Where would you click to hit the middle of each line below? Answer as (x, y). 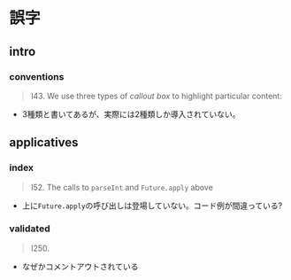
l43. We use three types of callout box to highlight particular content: (157, 96)
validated (30, 229)
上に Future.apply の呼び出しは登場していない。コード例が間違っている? (152, 206)
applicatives (44, 143)
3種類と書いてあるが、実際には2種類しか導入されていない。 (131, 114)
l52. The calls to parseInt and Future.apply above (122, 187)
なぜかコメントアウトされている (80, 266)
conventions (37, 76)
